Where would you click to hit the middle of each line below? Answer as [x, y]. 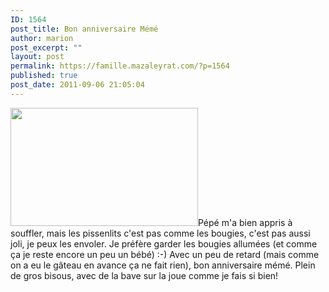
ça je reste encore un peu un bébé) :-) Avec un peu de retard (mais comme [165, 254]
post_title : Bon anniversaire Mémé [84, 29]
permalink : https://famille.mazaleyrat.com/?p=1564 [120, 66]
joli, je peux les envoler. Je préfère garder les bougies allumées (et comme [164, 243]
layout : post [37, 57]
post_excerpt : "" [46, 47]
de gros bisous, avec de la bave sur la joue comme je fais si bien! [144, 275]
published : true [44, 76]
